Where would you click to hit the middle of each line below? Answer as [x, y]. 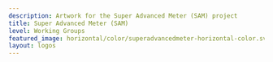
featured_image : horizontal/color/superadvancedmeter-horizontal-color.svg [139, 38]
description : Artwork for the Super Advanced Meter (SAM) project [123, 16]
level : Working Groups [47, 31]
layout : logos [32, 46]
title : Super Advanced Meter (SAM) [69, 23]
